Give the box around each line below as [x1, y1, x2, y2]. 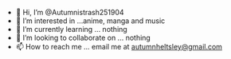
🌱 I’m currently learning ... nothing [15, 25, 127, 33]
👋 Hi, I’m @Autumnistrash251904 [15, 8, 125, 17]
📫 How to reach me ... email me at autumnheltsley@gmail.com [15, 42, 223, 51]
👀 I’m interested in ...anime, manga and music [15, 16, 166, 26]
